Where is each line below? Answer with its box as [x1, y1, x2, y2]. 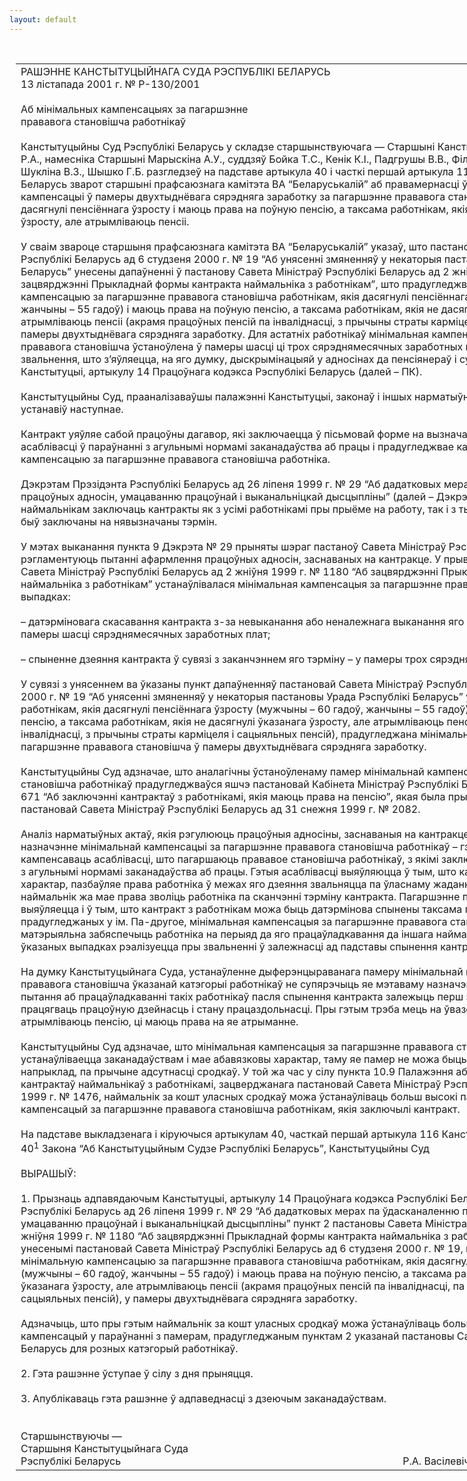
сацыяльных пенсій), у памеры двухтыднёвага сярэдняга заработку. [20, 1291, 358, 1305]
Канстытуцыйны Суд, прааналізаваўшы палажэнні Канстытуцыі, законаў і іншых [20, 389, 412, 403]
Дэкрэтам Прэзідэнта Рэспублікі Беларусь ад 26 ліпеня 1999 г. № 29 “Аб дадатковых [20, 477, 442, 491]
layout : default [9, 14, 77, 25]
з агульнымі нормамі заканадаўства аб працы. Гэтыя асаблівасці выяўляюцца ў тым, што [20, 864, 457, 878]
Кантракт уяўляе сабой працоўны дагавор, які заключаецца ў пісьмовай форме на [20, 427, 424, 441]
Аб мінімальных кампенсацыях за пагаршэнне [20, 102, 249, 116]
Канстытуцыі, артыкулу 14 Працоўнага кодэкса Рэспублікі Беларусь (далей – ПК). [20, 364, 423, 378]
